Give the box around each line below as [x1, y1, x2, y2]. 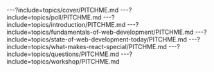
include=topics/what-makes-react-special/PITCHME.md [6, 43, 168, 51]
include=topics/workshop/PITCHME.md [6, 57, 120, 65]
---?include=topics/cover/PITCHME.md [6, 6, 119, 14]
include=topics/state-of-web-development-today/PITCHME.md [6, 35, 188, 44]
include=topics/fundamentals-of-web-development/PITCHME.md [6, 28, 194, 36]
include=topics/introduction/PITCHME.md [6, 21, 126, 28]
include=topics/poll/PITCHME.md [6, 13, 102, 21]
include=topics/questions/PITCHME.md [6, 50, 119, 58]
